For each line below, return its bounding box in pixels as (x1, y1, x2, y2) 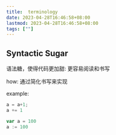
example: (6, 90, 29, 97)
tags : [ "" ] (6, 25, 34, 32)
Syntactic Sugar (6, 48, 68, 58)
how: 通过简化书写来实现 (6, 78, 68, 85)
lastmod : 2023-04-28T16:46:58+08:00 (6, 20, 98, 26)
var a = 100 (6, 118, 36, 124)
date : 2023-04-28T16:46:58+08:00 (6, 15, 91, 21)
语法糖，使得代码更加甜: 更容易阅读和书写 (6, 65, 110, 73)
